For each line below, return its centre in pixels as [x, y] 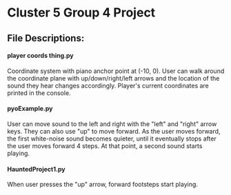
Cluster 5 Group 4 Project [81, 13]
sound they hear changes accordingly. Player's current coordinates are [108, 85]
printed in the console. [39, 93]
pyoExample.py [30, 109]
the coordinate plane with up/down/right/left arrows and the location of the [113, 78]
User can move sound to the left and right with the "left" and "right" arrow [112, 124]
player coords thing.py [40, 56]
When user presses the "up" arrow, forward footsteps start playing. [103, 185]
